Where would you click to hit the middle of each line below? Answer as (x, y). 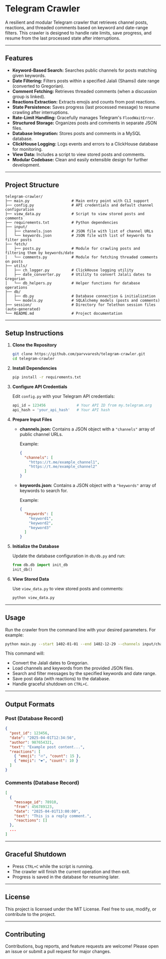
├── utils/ (16, 266)
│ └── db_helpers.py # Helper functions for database (73, 283)
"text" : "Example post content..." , (47, 747)
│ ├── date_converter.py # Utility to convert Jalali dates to (78, 274)
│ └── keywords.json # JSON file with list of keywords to (78, 236)
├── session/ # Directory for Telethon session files (80, 305)
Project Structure (32, 185)
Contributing (25, 934)
